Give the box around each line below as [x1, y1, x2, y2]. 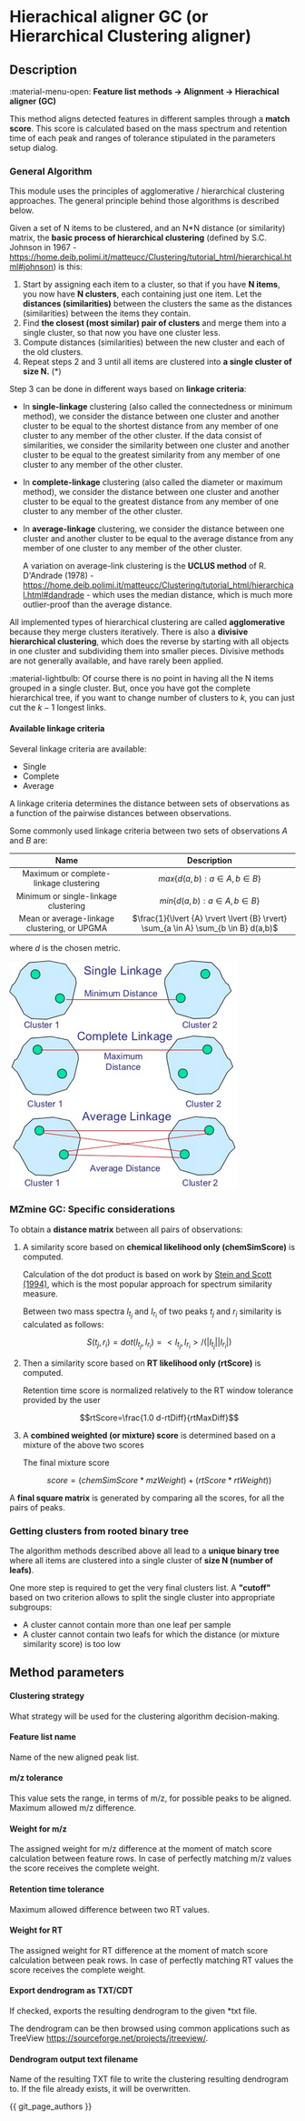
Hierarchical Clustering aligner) [9, 25, 252, 46]
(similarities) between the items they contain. [22, 308, 192, 319]
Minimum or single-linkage [15, 890, 118, 902]
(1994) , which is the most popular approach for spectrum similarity [22, 1278, 272, 1289]
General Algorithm [9, 165, 93, 177]
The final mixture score [22, 1457, 110, 1468]
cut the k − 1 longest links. [9, 702, 107, 713]
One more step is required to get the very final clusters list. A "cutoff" [9, 1582, 271, 1593]
